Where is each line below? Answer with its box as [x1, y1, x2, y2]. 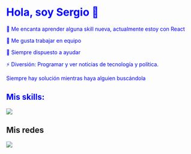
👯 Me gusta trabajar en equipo [6, 37, 82, 44]
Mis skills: [6, 92, 45, 102]
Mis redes [6, 125, 44, 135]
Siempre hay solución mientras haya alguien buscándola [6, 75, 146, 82]
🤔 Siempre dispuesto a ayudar [6, 48, 81, 56]
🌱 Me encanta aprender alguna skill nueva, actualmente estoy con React [6, 25, 185, 32]
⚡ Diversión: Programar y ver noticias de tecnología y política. [6, 60, 159, 68]
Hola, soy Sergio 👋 [6, 5, 99, 19]
